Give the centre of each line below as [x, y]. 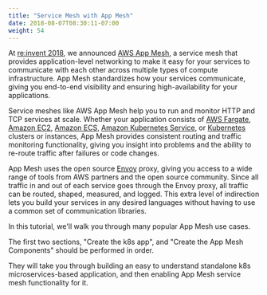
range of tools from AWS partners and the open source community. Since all [133, 177]
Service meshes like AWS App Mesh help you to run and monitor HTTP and [132, 111]
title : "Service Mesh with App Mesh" [71, 16]
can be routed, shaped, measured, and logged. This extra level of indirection [134, 194]
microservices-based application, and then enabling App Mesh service [125, 274]
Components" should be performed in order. [81, 250]
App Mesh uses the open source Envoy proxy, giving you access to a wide [130, 169]
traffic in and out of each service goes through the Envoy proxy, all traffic [128, 186]
